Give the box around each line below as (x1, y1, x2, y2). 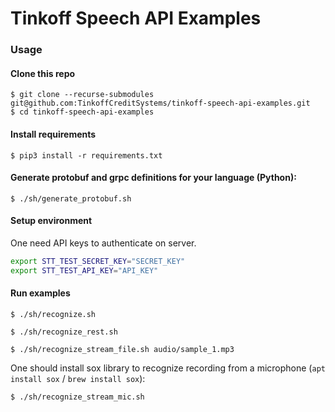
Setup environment (10, 215, 93, 227)
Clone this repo (10, 67, 76, 79)
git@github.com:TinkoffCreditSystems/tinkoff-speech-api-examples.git (10, 98, 311, 109)
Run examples (10, 287, 71, 299)
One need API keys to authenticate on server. (10, 237, 197, 249)
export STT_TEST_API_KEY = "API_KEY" (10, 265, 159, 276)
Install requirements (10, 128, 97, 140)
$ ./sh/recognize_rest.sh (10, 327, 118, 337)
